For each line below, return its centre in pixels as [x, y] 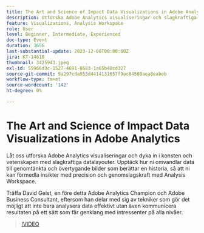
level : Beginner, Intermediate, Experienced [63, 34]
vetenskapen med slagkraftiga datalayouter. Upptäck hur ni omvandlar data [100, 162]
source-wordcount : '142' [38, 85]
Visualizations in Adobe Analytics [93, 139]
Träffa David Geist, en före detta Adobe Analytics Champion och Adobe [96, 193]
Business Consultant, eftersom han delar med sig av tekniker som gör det [98, 199]
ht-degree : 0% [24, 91]
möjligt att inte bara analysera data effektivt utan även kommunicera [91, 206]
